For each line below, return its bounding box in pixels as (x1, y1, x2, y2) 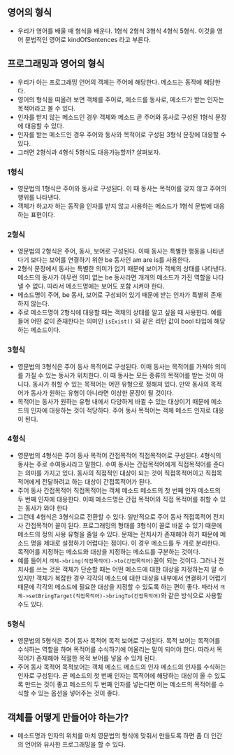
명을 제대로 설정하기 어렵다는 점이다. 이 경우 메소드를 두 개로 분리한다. (30, 539, 221, 547)
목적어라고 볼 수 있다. (17, 104, 75, 112)
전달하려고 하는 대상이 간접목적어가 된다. (41, 477, 152, 485)
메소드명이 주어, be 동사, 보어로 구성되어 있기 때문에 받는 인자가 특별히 (17, 291, 210, 299)
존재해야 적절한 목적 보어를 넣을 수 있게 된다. (36, 654, 157, 663)
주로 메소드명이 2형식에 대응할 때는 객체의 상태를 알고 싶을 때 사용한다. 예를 (17, 308, 222, 317)
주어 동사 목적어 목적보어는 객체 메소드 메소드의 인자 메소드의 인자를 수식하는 (17, 663, 227, 671)
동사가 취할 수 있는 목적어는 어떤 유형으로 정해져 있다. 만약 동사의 (32, 380, 210, 388)
